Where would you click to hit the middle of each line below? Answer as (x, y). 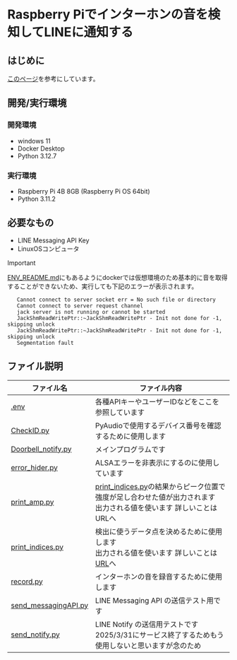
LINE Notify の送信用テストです (147, 624)
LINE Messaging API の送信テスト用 (154, 600)
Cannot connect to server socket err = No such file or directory (116, 300)
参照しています (120, 412)
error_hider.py (35, 467)
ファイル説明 (35, 366)
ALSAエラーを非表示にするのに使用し (157, 462)
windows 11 (34, 141)
